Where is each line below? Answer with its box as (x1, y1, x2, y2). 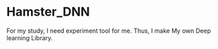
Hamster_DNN (6, 4, 90, 20)
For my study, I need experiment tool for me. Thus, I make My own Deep (6, 27, 211, 35)
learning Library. (6, 33, 53, 42)
